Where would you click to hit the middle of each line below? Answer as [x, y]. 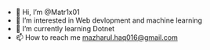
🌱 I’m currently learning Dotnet [65, 29]
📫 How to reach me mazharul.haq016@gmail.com [96, 37]
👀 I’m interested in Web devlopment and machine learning [109, 20]
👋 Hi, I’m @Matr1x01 [47, 12]
